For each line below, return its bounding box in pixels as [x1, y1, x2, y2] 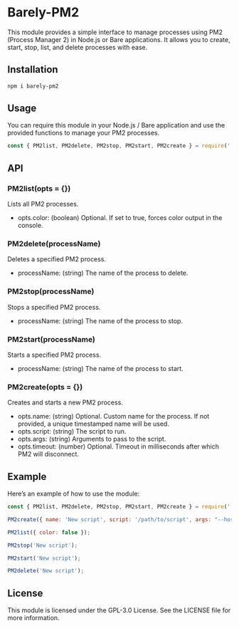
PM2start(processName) [7, 334, 96, 344]
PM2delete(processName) [7, 239, 101, 248]
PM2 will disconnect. [17, 450, 80, 459]
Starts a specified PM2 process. [7, 350, 102, 359]
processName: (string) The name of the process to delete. [17, 268, 188, 278]
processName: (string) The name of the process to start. [17, 364, 184, 372]
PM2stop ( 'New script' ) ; [7, 542, 78, 549]
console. [17, 221, 43, 229]
